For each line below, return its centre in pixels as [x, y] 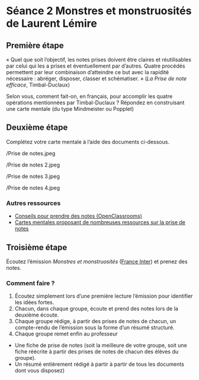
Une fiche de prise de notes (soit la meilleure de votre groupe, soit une [101, 346]
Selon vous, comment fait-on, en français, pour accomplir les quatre [89, 96]
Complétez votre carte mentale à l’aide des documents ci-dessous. [88, 142]
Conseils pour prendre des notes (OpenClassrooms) [78, 216]
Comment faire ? [31, 283]
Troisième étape [37, 247]
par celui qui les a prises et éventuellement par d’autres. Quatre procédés [96, 66]
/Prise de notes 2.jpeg [33, 165]
